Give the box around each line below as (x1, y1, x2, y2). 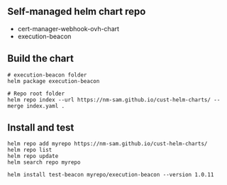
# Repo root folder (7, 90, 65, 97)
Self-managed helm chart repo (7, 6, 146, 18)
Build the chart (7, 52, 74, 65)
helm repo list (7, 147, 52, 154)
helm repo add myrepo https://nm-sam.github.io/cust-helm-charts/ (7, 140, 208, 147)
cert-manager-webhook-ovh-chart (17, 24, 119, 33)
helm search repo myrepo (7, 159, 81, 166)
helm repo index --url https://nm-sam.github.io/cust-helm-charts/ (7, 96, 211, 103)
